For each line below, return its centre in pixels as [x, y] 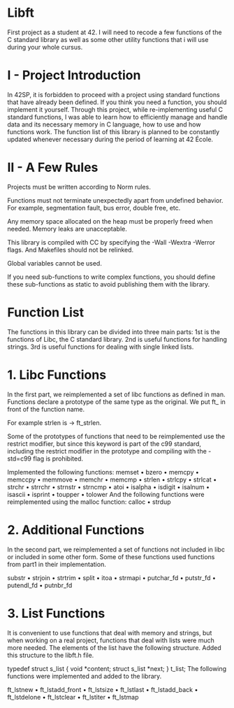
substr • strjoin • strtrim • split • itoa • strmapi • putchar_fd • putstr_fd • [112, 577]
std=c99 [20, 458]
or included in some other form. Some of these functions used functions [111, 556]
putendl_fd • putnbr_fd [40, 585]
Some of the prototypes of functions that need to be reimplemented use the [116, 436]
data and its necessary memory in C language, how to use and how [104, 124]
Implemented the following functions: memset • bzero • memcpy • [103, 472]
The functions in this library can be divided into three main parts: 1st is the [114, 332]
